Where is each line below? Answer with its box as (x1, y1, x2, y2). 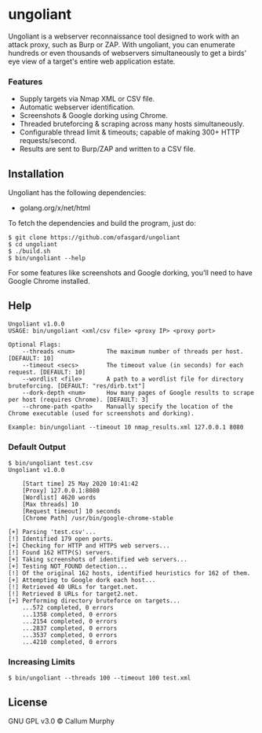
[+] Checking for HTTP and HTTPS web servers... (8, 542, 170, 550)
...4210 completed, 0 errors (22, 639, 118, 646)
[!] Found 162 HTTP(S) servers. (8, 549, 114, 557)
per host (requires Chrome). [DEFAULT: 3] (8, 396, 149, 403)
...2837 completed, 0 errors (22, 624, 118, 632)
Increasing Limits (8, 657, 76, 668)
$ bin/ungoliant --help (8, 254, 86, 263)
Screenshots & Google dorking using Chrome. (19, 111, 169, 120)
